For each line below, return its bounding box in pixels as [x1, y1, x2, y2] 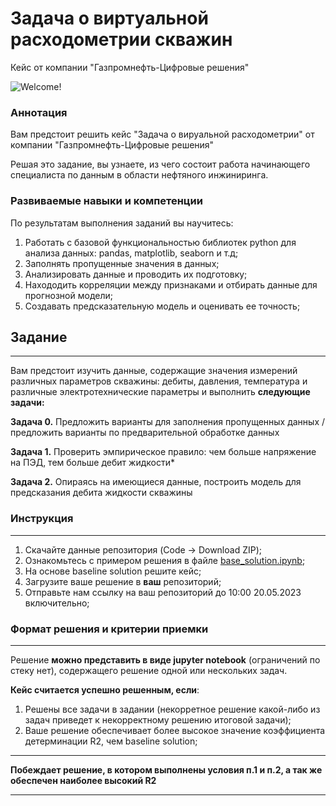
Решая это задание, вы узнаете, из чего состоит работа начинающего [10, 158, 311, 171]
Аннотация [10, 105, 68, 119]
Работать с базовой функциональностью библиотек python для [24, 236, 297, 248]
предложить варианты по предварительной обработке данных [10, 427, 280, 439]
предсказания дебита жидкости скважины [10, 487, 193, 499]
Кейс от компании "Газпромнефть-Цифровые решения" [10, 61, 250, 73]
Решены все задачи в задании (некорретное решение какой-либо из [24, 703, 321, 715]
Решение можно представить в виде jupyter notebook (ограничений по [10, 653, 321, 666]
